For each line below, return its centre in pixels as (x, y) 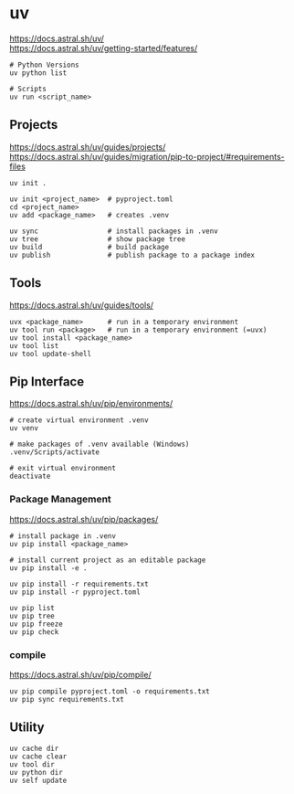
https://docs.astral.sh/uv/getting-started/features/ (104, 48)
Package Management (60, 499)
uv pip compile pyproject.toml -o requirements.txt (110, 691)
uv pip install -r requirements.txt (79, 584)
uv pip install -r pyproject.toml (75, 592)
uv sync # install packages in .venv (114, 231)
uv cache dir (34, 748)
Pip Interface (47, 381)
